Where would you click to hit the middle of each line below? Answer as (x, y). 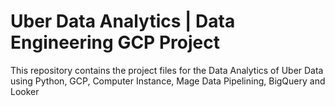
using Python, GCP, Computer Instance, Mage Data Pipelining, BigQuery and (168, 81)
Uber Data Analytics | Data (123, 21)
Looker (25, 91)
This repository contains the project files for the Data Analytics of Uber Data (167, 70)
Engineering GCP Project (115, 42)
